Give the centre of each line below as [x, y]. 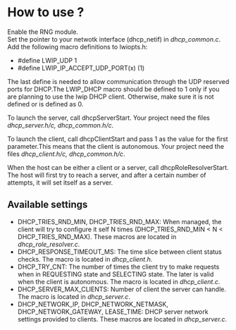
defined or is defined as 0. [45, 104]
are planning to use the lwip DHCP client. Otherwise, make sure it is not [111, 97]
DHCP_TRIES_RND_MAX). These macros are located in [97, 236]
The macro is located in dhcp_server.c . [74, 296]
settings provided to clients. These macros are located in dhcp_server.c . [122, 319]
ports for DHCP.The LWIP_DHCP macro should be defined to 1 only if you [113, 89]
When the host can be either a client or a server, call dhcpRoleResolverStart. [118, 167]
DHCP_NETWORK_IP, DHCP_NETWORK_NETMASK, [93, 304]
